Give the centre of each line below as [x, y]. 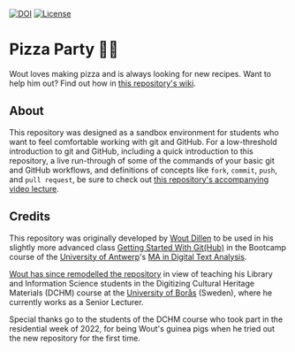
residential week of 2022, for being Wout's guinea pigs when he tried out [142, 328]
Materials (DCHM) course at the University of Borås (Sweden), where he [140, 293]
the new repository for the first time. [75, 338]
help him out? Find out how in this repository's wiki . [102, 83]
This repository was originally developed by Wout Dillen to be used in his [141, 238]
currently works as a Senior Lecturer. [76, 302]
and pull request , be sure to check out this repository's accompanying [139, 179]
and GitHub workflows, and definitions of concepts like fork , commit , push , [144, 170]
